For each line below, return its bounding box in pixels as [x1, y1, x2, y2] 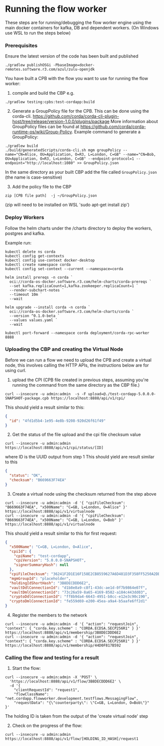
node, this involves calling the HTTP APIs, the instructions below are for [5, 362, 149, 368]
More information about [110, 119, 158, 124]
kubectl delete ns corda [5, 249, 56, 254]
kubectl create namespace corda [5, 262, 71, 267]
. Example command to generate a [71, 129, 141, 135]
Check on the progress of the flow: [12, 723, 82, 728]
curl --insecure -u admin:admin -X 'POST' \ [5, 675, 97, 680]
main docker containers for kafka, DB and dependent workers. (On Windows [5, 24, 159, 30]
